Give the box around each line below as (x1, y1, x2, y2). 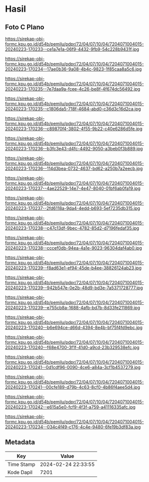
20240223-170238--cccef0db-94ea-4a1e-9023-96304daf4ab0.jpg (5, 245, 142, 251)
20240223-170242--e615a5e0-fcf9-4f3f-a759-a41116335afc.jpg (5, 404, 136, 410)
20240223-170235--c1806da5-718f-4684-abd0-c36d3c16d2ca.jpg (5, 106, 141, 112)
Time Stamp (7, 461, 36, 468)
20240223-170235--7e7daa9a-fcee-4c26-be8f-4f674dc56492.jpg (5, 86, 141, 92)
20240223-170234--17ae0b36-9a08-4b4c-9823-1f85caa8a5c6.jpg (5, 66, 142, 72)
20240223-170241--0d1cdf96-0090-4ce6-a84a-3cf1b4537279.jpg (5, 365, 141, 370)
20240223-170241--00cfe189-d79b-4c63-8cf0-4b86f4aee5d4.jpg (5, 384, 140, 390)
